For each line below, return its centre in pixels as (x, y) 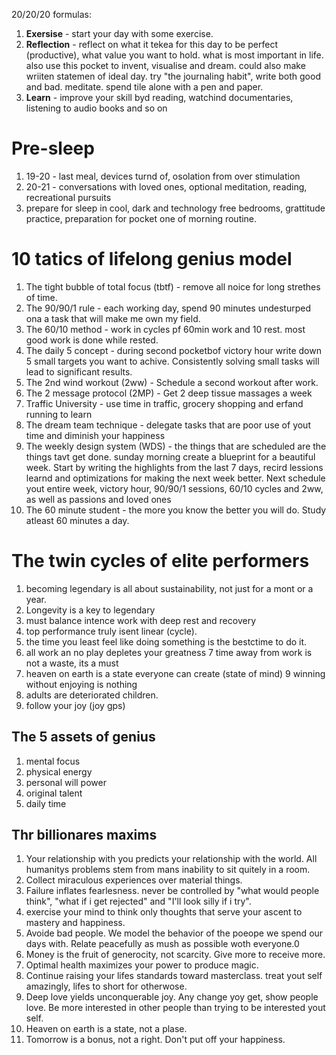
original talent (54, 793)
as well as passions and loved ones (98, 499)
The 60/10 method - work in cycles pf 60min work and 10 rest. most (165, 329)
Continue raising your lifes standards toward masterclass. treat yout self (174, 976)
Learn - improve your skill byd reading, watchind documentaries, (159, 97)
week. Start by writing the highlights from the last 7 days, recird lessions (174, 467)
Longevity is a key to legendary (90, 610)
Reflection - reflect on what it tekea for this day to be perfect (151, 44)
